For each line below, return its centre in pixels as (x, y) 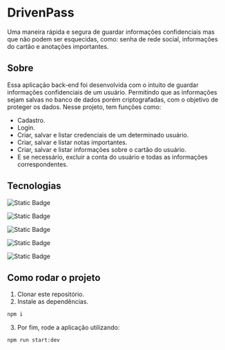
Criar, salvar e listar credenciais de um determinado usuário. (103, 135)
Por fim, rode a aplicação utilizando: (68, 328)
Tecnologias (34, 186)
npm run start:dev (33, 340)
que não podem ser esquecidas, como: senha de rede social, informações (113, 39)
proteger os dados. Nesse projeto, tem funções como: (84, 107)
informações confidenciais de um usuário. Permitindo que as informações (112, 92)
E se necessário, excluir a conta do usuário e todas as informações (112, 157)
